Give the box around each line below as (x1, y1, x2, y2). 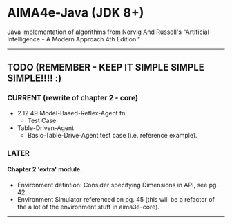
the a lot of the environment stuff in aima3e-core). (17, 203, 160, 211)
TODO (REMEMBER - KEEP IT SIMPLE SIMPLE (7, 62, 205, 73)
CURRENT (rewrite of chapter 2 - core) (7, 93, 139, 103)
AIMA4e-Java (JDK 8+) (7, 5, 144, 21)
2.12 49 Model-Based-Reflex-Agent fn (17, 109, 126, 117)
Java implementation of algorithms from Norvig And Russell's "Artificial (7, 28, 209, 36)
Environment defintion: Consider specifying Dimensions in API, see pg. (17, 180, 219, 189)
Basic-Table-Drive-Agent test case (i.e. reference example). (27, 131, 198, 139)
